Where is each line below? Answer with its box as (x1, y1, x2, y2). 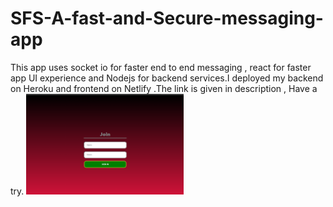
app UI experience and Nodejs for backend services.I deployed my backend (10, 72, 324, 84)
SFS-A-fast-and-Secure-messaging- (10, 7, 324, 30)
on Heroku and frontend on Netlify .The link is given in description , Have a (10, 82, 318, 94)
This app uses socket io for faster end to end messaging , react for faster (10, 61, 312, 73)
